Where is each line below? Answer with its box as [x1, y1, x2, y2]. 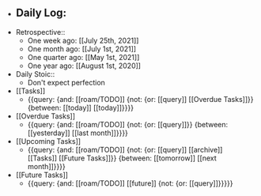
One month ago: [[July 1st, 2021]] [27, 43, 137, 54]
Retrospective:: [15, 27, 66, 36]
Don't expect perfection [27, 77, 105, 87]
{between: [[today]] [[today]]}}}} [27, 103, 134, 112]
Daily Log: [15, 6, 67, 20]
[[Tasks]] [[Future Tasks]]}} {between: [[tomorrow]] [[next [27, 153, 217, 163]
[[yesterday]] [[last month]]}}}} [27, 128, 129, 138]
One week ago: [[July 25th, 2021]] [27, 36, 139, 45]
